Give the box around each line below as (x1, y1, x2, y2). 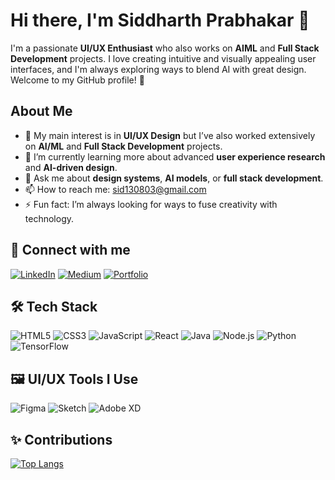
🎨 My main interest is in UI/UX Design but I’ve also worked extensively (24, 129, 316, 141)
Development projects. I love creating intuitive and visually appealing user (10, 52, 317, 64)
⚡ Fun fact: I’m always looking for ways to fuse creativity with (24, 198, 278, 210)
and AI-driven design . (24, 161, 118, 173)
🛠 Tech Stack (10, 298, 98, 315)
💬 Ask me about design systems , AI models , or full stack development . (24, 172, 324, 184)
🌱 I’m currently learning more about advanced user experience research (24, 150, 326, 163)
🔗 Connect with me (10, 242, 131, 259)
